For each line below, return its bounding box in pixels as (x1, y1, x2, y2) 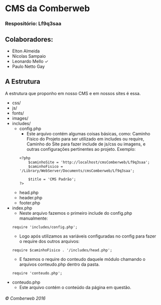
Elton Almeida (12, 48, 40, 54)
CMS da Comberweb (5, 3, 90, 14)
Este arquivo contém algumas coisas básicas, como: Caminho (26, 130, 150, 136)
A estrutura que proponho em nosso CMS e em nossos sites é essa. (5, 90, 141, 96)
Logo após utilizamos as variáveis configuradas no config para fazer (19, 233, 157, 239)
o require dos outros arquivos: (19, 238, 80, 244)
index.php (12, 205, 32, 211)
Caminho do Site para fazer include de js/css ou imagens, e (26, 141, 146, 147)
